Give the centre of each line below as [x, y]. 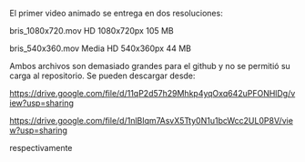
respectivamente [41, 148]
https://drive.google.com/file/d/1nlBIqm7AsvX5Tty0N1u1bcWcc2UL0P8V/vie [152, 121]
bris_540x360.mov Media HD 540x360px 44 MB [101, 48]
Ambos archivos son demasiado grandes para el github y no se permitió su [150, 66]
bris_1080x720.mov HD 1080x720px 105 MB [92, 30]
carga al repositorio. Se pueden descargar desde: [102, 76]
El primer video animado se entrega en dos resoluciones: [116, 13]
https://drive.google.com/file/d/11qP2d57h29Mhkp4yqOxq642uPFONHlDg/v [152, 93]
